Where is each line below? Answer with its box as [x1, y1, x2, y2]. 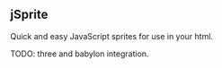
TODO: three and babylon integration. [10, 48, 149, 59]
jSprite [10, 7, 49, 22]
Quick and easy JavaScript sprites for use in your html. [10, 30, 214, 41]
